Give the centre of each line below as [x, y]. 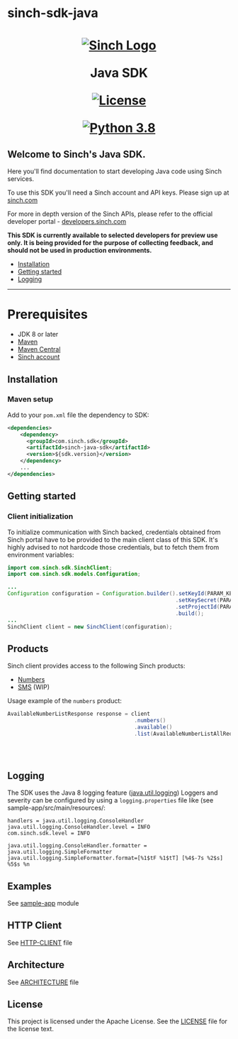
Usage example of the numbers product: [65, 701]
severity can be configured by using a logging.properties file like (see [110, 800]
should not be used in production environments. [80, 251]
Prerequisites [48, 315]
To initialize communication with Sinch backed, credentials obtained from [114, 532]
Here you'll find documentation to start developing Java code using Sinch [114, 171]
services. [21, 179]
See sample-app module [43, 903]
